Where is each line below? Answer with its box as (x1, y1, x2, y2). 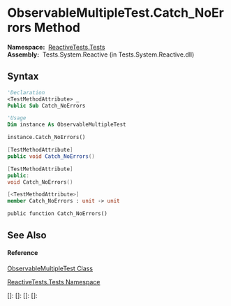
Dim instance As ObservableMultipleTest (7, 121, 127, 129)
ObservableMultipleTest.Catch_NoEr (7, 5, 225, 21)
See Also (7, 229, 47, 241)
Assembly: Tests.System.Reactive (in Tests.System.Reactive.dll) (7, 50, 195, 59)
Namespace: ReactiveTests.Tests (7, 43, 105, 51)
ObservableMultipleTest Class (7, 264, 93, 272)
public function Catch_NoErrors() (7, 210, 108, 217)
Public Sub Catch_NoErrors (7, 102, 86, 109)
